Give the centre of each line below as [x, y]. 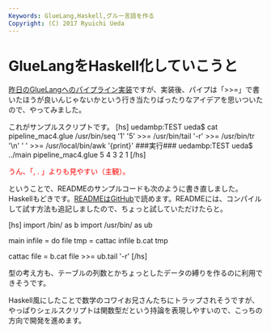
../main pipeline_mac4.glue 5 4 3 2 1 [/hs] [77, 155]
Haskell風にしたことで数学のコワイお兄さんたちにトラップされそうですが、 [134, 301]
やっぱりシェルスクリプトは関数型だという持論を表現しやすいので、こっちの [135, 310]
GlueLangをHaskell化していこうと [123, 66]
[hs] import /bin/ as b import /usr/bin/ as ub [80, 225]
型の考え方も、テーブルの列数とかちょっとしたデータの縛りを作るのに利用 [132, 273]
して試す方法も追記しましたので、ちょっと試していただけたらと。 [118, 209]
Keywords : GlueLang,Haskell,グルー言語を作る [82, 16]
